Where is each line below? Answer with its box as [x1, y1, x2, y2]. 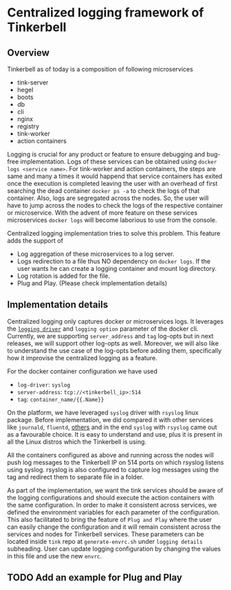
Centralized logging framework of [7, 5, 204, 21]
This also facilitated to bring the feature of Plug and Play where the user [7, 515, 212, 523]
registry [16, 122, 40, 130]
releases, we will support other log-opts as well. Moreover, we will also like [7, 339, 219, 347]
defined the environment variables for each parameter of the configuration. [7, 507, 220, 516]
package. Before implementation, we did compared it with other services [7, 415, 213, 424]
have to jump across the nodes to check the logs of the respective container [7, 201, 223, 209]
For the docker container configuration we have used [7, 367, 158, 375]
